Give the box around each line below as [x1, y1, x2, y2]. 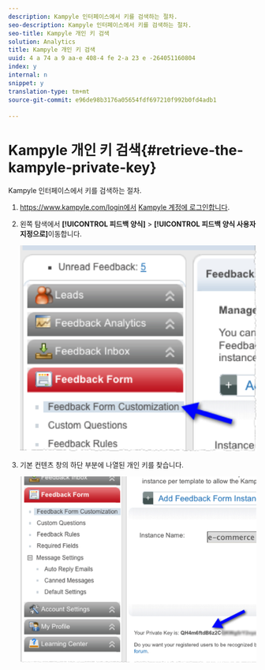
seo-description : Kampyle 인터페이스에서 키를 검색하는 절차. [8, 20, 192, 29]
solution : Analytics [8, 38, 77, 46]
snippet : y [8, 79, 44, 87]
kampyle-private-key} [8, 158, 157, 177]
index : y [8, 63, 37, 71]
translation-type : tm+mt [8, 87, 90, 95]
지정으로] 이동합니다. [19, 229, 83, 239]
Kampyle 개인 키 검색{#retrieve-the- [8, 142, 244, 159]
